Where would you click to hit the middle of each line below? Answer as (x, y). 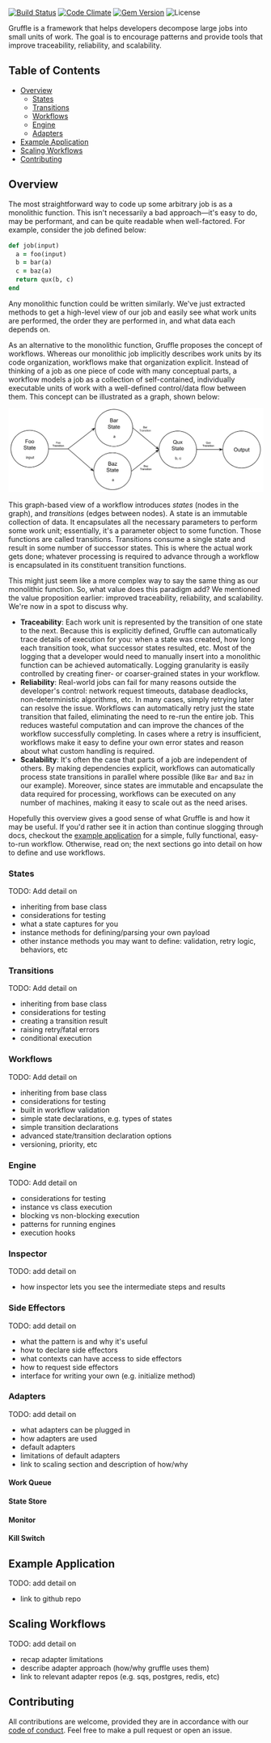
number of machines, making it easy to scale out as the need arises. (134, 802)
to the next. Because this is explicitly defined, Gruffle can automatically (138, 630)
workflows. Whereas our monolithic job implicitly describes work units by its (135, 353)
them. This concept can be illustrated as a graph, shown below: (114, 396)
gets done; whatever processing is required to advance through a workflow (134, 556)
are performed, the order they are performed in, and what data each (122, 320)
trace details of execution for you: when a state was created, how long (138, 639)
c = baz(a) (34, 271)
